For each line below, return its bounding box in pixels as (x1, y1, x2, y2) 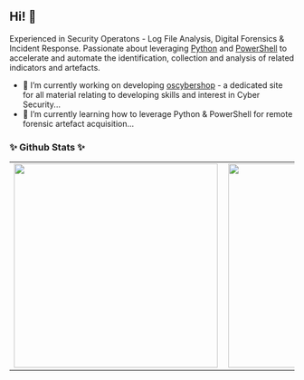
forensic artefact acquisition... (22, 118, 135, 129)
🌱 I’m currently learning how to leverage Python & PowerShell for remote (22, 108, 293, 119)
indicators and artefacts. (9, 62, 101, 73)
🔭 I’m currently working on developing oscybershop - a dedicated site (22, 79, 283, 91)
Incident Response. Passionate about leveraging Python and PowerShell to (9, 43, 288, 54)
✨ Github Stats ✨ (9, 141, 86, 153)
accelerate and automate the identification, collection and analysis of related (9, 52, 295, 63)
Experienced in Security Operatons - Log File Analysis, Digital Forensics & (9, 33, 285, 44)
